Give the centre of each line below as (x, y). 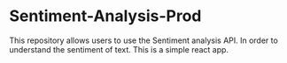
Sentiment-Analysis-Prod (105, 16)
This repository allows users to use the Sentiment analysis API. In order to (144, 40)
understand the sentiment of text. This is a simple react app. (119, 49)
